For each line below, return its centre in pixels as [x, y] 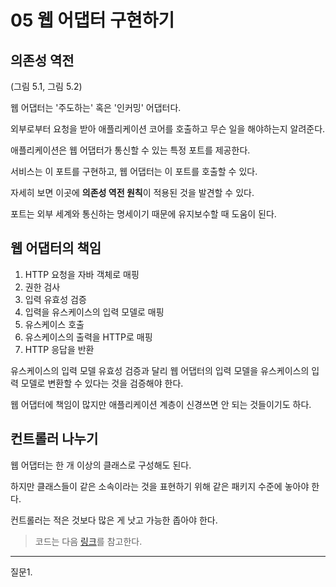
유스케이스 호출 [54, 324]
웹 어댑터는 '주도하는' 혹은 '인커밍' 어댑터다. [96, 107]
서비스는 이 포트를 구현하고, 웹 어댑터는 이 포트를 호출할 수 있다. [134, 171]
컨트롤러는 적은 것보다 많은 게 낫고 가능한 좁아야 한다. [114, 520]
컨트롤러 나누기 [54, 439]
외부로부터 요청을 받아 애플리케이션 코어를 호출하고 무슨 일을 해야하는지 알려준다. [168, 129]
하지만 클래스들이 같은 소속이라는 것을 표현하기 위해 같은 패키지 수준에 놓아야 [160, 486]
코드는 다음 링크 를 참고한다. [88, 541]
